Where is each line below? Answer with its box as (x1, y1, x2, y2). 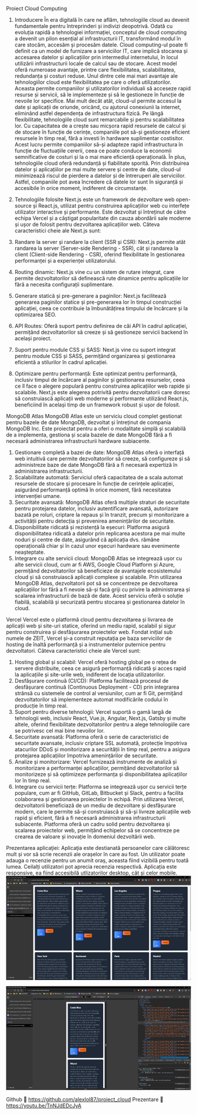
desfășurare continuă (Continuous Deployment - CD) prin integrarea (14, 683, 180, 690)
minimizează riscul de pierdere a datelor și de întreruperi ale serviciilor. (14, 172, 186, 179)
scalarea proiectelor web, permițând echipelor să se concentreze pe (14, 827, 180, 833)
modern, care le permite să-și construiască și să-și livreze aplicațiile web (14, 808, 191, 815)
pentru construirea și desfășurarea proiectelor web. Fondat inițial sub (6, 629, 173, 635)
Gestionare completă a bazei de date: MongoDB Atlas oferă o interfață (14, 449, 185, 456)
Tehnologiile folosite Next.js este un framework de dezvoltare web (14, 196, 175, 203)
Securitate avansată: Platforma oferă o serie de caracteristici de (14, 733, 169, 740)
